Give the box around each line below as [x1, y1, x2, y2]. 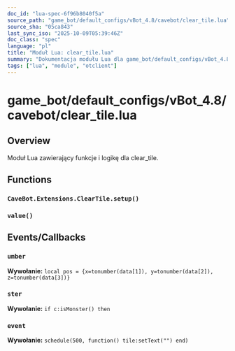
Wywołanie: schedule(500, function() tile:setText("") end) [7, 336, 189, 345]
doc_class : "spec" [7, 36, 61, 43]
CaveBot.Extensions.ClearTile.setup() [7, 194, 140, 203]
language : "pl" [7, 43, 52, 50]
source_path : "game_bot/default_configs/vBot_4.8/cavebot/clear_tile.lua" [7, 17, 230, 24]
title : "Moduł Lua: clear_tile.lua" [7, 50, 114, 57]
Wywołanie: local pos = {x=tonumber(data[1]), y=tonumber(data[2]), [7, 266, 214, 275]
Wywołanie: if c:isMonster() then [7, 304, 111, 313]
